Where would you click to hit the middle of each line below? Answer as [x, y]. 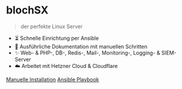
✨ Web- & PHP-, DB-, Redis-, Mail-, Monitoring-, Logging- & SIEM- [95, 53]
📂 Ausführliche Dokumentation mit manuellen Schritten [81, 46]
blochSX [27, 10]
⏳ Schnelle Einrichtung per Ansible [57, 38]
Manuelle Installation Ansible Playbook [53, 79]
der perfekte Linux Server [52, 26]
